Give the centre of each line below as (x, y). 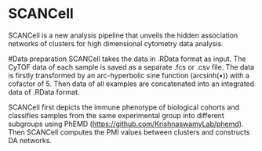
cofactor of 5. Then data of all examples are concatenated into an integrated (131, 84)
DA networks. (30, 140)
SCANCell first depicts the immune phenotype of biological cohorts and (124, 107)
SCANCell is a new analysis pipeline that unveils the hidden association (123, 35)
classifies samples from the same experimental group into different (116, 115)
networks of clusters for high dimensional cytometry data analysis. (116, 43)
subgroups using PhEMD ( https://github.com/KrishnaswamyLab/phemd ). (126, 124)
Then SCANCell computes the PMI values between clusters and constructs (129, 132)
